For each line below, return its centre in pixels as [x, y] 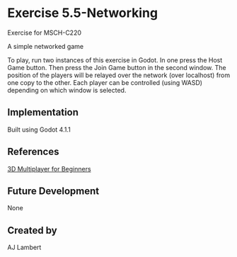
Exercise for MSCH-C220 [45, 33]
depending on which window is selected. [67, 90]
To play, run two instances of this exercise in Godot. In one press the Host [115, 60]
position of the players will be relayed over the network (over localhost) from [119, 75]
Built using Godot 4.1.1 [39, 130]
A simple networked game [45, 46]
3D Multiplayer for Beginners [49, 169]
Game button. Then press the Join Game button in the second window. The [117, 67]
